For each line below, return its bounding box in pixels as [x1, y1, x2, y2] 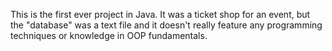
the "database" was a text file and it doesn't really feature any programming [10, 19, 323, 31]
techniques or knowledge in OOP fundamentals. [10, 30, 208, 41]
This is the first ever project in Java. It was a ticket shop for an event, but [10, 9, 311, 20]
